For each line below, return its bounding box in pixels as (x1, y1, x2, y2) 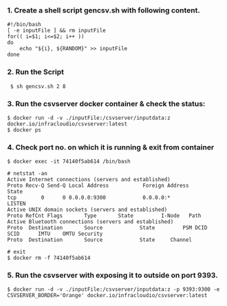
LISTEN (7, 201, 26, 207)
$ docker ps (7, 126, 41, 133)
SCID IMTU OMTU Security (7, 230, 103, 238)
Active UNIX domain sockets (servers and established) (7, 206, 168, 214)
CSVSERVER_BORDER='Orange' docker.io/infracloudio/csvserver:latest (7, 292, 208, 299)
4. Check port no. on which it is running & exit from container (7, 142, 215, 152)
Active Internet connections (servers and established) (7, 176, 171, 183)
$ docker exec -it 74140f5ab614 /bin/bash (7, 158, 131, 165)
